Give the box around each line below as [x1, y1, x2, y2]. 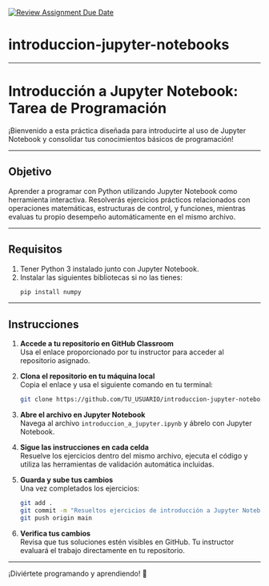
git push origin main [19, 514, 92, 522]
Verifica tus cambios [19, 528, 90, 538]
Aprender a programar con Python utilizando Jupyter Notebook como [8, 186, 238, 196]
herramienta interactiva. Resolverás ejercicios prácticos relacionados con [8, 195, 251, 204]
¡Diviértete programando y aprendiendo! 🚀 [8, 568, 147, 578]
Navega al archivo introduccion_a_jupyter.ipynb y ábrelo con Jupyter [19, 418, 252, 428]
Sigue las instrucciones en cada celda [19, 443, 150, 452]
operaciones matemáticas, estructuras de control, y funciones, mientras [8, 203, 246, 212]
